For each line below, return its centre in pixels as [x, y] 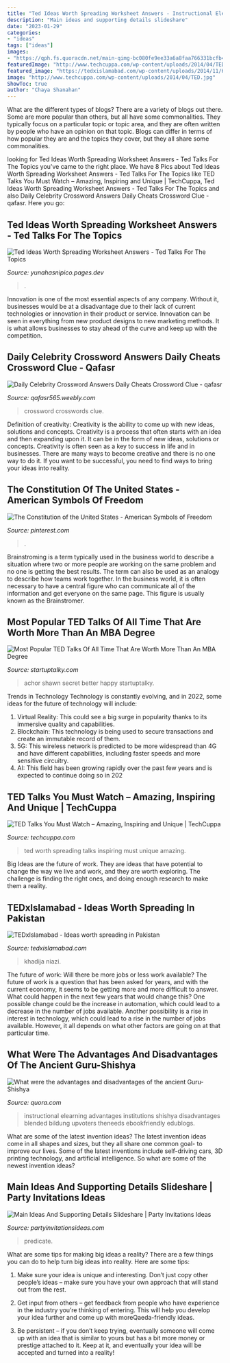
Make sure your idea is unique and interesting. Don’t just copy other [113, 1274]
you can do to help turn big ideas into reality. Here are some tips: [99, 1261]
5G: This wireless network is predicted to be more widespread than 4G [117, 746]
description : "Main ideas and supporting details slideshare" [98, 20]
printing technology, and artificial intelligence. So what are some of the [107, 1158]
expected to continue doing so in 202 [70, 776]
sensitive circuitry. [43, 761]
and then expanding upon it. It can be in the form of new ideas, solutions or [113, 439]
